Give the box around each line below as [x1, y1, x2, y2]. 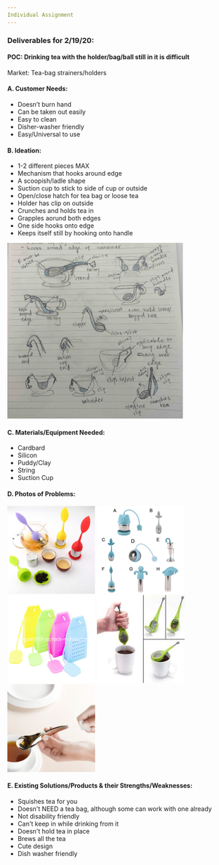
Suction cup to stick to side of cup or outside [17, 184, 147, 193]
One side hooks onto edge [17, 221, 95, 230]
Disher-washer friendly [17, 122, 84, 131]
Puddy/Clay [17, 459, 51, 467]
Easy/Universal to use [17, 130, 81, 138]
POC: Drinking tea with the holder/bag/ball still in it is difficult [7, 53, 190, 61]
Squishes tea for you [17, 797, 78, 805]
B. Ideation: [7, 146, 42, 155]
